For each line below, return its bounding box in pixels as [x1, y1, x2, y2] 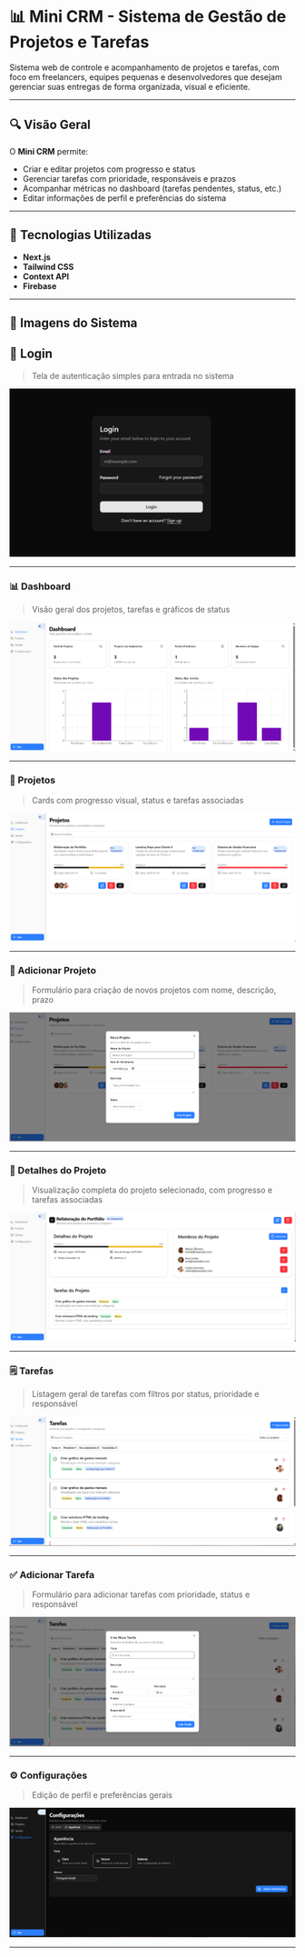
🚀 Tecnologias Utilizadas [9, 227, 152, 243]
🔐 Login [9, 346, 53, 362]
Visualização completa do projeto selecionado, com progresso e [31, 1184, 273, 1195]
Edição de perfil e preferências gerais [31, 1790, 172, 1801]
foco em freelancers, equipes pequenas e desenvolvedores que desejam [9, 71, 283, 82]
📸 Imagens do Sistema [9, 315, 138, 331]
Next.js [22, 251, 52, 263]
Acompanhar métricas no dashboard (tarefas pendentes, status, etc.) [22, 183, 282, 194]
